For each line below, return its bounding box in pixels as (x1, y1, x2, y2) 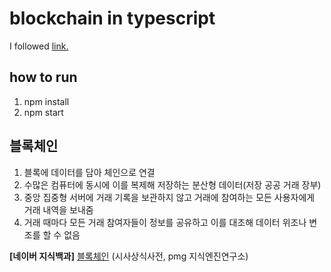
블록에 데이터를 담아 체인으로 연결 (23, 166, 156, 178)
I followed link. (9, 40, 69, 52)
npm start (23, 106, 64, 118)
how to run (9, 69, 78, 86)
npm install (23, 95, 70, 107)
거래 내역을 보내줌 (23, 203, 94, 216)
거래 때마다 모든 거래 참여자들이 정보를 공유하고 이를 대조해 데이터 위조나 (23, 216, 307, 228)
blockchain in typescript (9, 7, 216, 30)
